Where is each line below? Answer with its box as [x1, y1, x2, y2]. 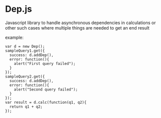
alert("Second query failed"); [14, 87, 78, 92]
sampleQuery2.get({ [5, 74, 45, 79]
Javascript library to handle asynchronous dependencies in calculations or [5, 20, 156, 26]
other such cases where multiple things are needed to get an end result [5, 25, 150, 30]
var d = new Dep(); [5, 44, 45, 49]
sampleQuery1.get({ [5, 48, 45, 53]
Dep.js [5, 3, 32, 15]
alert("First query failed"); [14, 61, 76, 66]
